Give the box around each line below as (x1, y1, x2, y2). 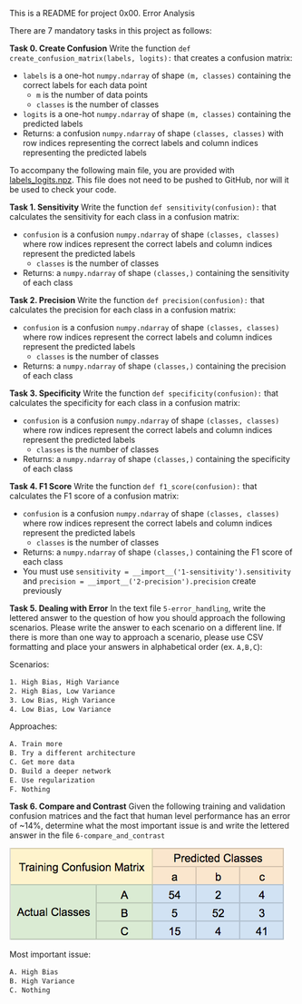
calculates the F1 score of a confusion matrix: (9, 490, 180, 501)
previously (22, 586, 62, 596)
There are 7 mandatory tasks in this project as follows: (9, 25, 212, 35)
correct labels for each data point (22, 80, 148, 90)
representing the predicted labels (22, 147, 147, 158)
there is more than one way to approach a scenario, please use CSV (9, 632, 264, 643)
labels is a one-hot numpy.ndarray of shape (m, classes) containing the (22, 70, 292, 81)
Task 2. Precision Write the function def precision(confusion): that (9, 295, 265, 305)
